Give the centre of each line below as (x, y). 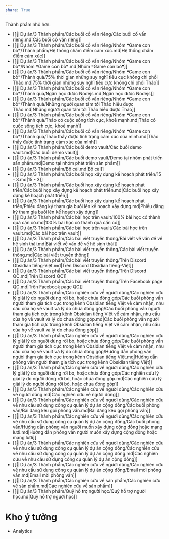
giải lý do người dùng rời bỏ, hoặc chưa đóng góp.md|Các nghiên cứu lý (87, 378)
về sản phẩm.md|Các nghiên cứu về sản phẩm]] (62, 486)
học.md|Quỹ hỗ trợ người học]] (45, 496)
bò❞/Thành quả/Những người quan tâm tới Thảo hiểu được (73, 104)
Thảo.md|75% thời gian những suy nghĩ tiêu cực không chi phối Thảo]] (86, 82)
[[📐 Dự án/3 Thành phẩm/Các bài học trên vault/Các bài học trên (80, 228)
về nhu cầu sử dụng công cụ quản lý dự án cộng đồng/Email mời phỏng (87, 470)
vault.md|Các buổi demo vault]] (45, 152)
